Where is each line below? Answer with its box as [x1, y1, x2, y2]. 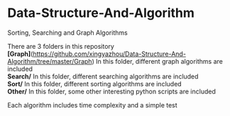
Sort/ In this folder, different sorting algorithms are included [7, 79, 182, 88]
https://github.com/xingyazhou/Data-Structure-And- [33, 50, 187, 58]
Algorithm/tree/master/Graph [7, 57, 92, 65]
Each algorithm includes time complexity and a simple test [7, 100, 177, 109]
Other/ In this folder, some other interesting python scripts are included [7, 87, 217, 95]
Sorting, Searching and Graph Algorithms [7, 28, 128, 37]
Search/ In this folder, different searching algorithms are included [7, 72, 199, 81]
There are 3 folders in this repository [7, 42, 115, 50]
